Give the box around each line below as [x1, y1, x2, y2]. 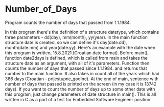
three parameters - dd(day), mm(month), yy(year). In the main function [5, 34, 148, 40]
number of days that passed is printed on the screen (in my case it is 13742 [5, 81, 157, 86]
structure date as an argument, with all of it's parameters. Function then [5, 60, 150, 66]
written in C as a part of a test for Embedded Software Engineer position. [5, 96, 152, 102]
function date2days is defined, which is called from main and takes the [5, 55, 148, 61]
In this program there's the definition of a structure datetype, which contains [5, 29, 159, 35]
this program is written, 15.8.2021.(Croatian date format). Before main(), [5, 50, 149, 56]
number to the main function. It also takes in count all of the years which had [5, 70, 160, 76]
